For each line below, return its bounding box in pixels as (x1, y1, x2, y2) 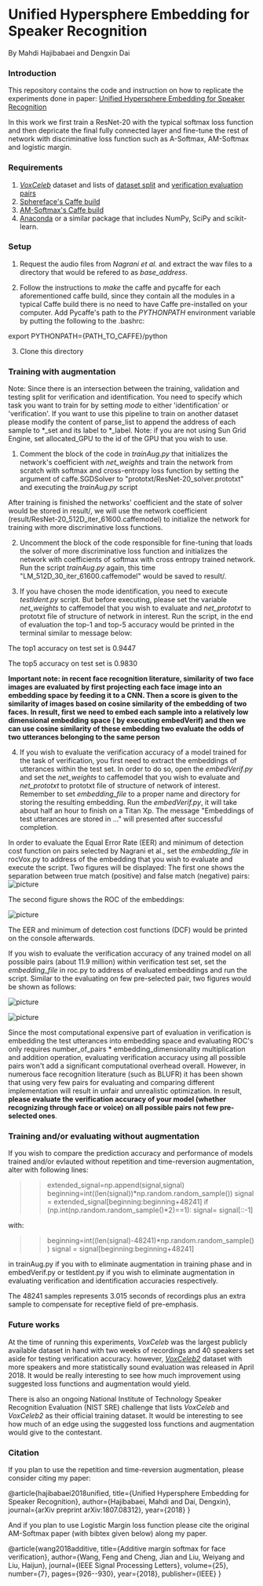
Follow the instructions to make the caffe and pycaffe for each (19, 283, 221, 292)
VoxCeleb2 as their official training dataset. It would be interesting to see (8, 1411, 243, 1420)
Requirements (8, 163, 64, 174)
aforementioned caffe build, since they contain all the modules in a (19, 291, 236, 300)
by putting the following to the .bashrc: (19, 316, 145, 325)
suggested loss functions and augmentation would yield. (8, 1379, 192, 1388)
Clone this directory (19, 346, 84, 356)
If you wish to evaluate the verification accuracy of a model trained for (19, 747, 247, 757)
